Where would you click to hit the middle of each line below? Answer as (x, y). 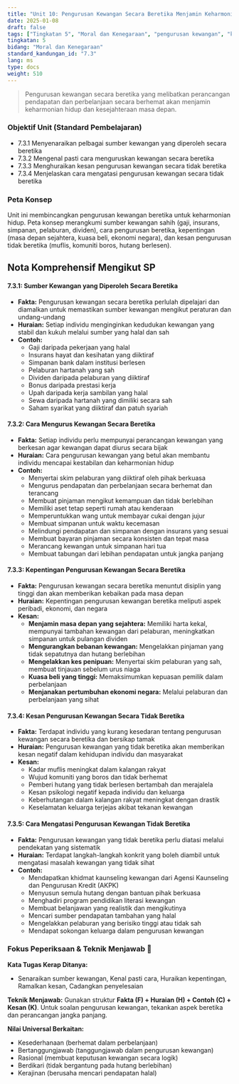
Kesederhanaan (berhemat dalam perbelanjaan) (88, 1043)
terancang (43, 493)
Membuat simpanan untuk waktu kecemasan (94, 523)
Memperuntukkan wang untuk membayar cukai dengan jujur (117, 516)
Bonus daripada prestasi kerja (72, 385)
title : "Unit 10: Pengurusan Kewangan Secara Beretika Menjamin (105, 14)
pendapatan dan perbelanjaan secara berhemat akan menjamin (118, 101)
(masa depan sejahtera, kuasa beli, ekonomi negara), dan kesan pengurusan (119, 238)
